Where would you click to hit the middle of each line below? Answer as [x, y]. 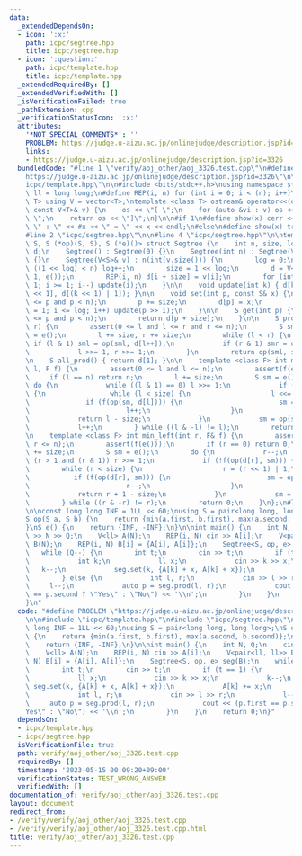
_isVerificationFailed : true [72, 101]
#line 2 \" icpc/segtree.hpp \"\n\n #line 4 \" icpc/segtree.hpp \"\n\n [154, 235]
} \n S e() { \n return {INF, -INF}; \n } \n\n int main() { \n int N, [159, 528]
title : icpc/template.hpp [74, 76]
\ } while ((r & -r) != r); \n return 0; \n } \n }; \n [156, 503]
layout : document [42, 804]
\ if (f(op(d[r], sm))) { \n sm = [154, 477]
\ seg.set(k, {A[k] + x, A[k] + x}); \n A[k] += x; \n [148, 686]
